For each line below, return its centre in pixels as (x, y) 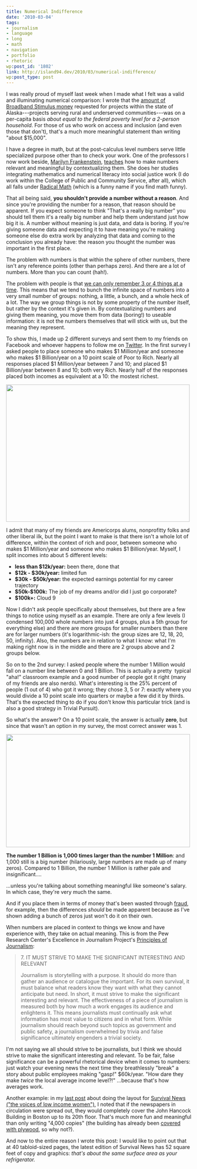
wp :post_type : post (30, 77)
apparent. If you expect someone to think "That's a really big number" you (96, 211)
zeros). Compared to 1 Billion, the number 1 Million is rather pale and (89, 868)
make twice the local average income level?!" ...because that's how (88, 1081)
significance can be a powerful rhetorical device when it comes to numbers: (98, 1062)
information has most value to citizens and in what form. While (96, 1019)
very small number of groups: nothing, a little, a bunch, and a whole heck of (98, 296)
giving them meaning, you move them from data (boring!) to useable (89, 315)
